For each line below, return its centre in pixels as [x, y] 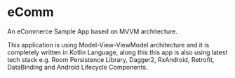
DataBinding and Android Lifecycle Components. [78, 67]
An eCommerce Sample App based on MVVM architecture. [92, 31]
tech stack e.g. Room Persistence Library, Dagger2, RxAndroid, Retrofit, [111, 59]
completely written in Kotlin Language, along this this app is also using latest [117, 52]
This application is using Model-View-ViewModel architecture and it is [108, 45]
